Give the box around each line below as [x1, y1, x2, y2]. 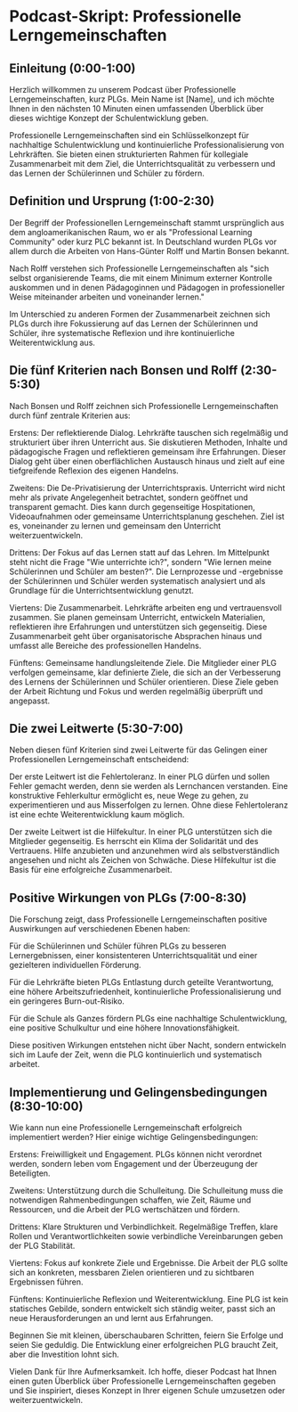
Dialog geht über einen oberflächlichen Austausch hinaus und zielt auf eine [9, 456, 286, 466]
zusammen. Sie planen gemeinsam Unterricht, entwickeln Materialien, [9, 612, 266, 622]
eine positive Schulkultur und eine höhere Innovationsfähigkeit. [9, 1022, 240, 1033]
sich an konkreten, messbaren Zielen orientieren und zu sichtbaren [9, 1268, 254, 1278]
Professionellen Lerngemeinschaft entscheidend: [9, 754, 189, 765]
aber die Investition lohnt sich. [9, 1349, 120, 1360]
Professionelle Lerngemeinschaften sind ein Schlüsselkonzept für [9, 130, 250, 140]
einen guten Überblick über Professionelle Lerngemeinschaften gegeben [9, 1375, 277, 1387]
